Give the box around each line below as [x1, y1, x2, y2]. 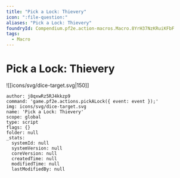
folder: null [6, 129, 39, 136]
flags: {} [6, 124, 31, 130]
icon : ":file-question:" [6, 14, 68, 20]
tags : [6, 31, 20, 37]
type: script [6, 119, 39, 125]
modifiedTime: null [11, 161, 60, 167]
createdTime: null [11, 155, 58, 161]
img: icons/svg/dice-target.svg [6, 104, 86, 110]
